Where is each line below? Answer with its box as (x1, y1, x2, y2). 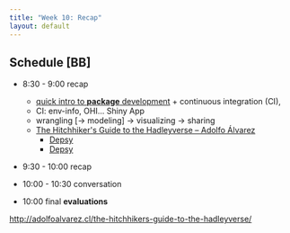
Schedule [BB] (9, 55, 92, 70)
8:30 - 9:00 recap (22, 78, 89, 90)
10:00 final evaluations (22, 196, 109, 207)
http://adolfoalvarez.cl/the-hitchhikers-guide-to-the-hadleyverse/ (9, 213, 252, 225)
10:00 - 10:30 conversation (22, 179, 122, 190)
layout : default (9, 22, 70, 31)
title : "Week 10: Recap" (9, 13, 102, 22)
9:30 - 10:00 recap (22, 161, 92, 172)
